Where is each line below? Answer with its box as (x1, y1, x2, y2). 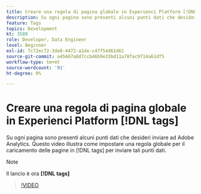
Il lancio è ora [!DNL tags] (6, 170, 70, 177)
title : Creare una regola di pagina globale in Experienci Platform (6, 8, 181, 15)
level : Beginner (6, 43, 47, 49)
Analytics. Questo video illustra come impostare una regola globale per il (6, 141, 185, 148)
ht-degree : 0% (6, 70, 42, 76)
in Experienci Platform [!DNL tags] (6, 114, 179, 128)
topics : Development (6, 25, 58, 32)
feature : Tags (6, 20, 42, 26)
